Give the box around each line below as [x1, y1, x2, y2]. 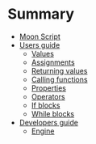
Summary [7, 5, 74, 23]
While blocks [31, 108, 74, 118]
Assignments [31, 57, 75, 67]
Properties [31, 83, 66, 93]
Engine [31, 126, 55, 136]
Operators [31, 91, 65, 101]
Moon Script [19, 32, 61, 41]
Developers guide [19, 117, 78, 127]
